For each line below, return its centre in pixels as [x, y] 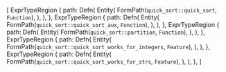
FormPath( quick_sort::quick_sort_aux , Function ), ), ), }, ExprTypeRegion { [113, 25]
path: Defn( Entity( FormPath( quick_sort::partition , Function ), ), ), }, [106, 32]
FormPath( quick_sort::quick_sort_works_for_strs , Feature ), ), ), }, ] [104, 61]
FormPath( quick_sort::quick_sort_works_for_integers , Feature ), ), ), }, [108, 47]
